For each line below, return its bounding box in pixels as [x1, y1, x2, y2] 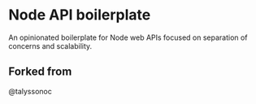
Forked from [8, 65, 72, 79]
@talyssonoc [8, 86, 53, 96]
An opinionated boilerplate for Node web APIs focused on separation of [8, 32, 248, 42]
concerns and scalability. [8, 41, 93, 50]
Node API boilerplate [8, 6, 151, 24]
